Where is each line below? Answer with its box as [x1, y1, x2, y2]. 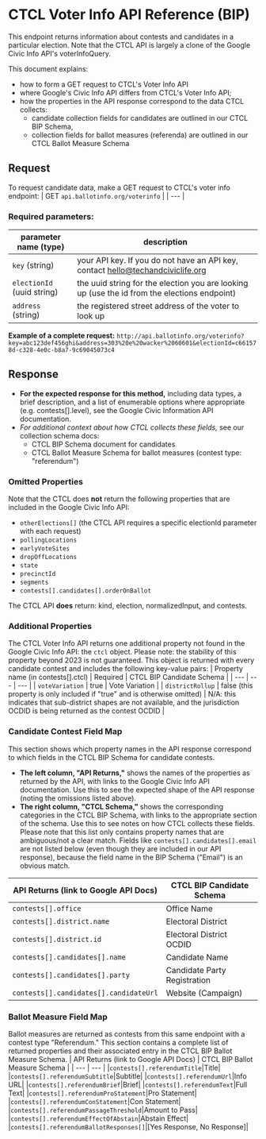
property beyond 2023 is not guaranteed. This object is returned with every [8, 655, 255, 665]
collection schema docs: [19, 431, 100, 440]
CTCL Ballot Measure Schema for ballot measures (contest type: [31, 447, 242, 458]
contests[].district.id [12, 935, 102, 944]
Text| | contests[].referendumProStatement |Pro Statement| [8, 1088, 197, 1098]
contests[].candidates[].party [12, 971, 131, 979]
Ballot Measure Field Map [8, 1011, 108, 1022]
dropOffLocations [19, 554, 78, 562]
